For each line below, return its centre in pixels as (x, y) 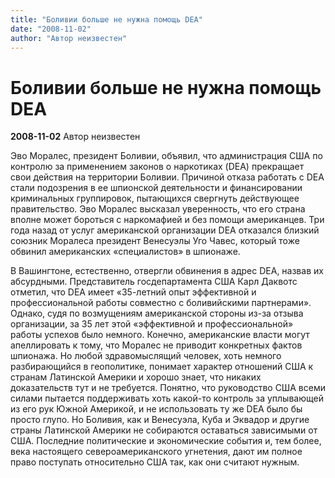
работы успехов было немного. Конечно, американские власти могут (160, 335)
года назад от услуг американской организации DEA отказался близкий (165, 230)
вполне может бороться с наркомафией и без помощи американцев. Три (167, 220)
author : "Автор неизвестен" (69, 38)
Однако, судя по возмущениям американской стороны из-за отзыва (157, 313)
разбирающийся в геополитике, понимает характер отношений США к (162, 367)
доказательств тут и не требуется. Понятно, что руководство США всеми (168, 388)
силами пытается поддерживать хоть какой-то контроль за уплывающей (167, 398)
